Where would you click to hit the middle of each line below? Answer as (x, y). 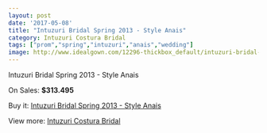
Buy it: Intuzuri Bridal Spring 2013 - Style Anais (85, 105)
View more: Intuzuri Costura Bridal (64, 121)
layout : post (30, 15)
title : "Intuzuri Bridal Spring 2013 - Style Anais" (97, 30)
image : (19, 52)
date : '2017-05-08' (41, 23)
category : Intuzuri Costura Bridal (67, 38)
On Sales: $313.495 (41, 90)
